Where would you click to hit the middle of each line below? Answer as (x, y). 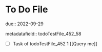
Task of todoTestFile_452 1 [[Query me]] (55, 44)
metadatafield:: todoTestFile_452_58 (43, 33)
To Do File (27, 10)
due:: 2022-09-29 (24, 24)
